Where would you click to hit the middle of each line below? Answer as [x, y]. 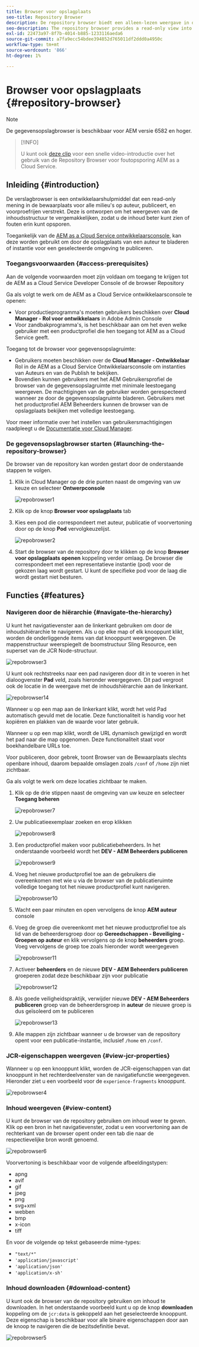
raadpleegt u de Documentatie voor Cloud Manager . [70, 428]
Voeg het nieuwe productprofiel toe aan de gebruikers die [85, 874]
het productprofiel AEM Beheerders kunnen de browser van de [92, 404]
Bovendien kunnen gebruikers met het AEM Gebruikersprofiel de [94, 379]
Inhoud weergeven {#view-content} [59, 1108]
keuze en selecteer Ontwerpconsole [60, 488]
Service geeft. [32, 337]
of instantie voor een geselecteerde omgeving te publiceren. [80, 248]
